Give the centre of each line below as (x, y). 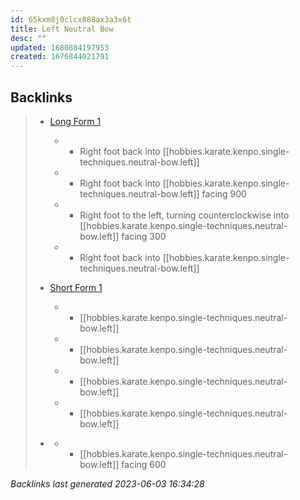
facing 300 (144, 236)
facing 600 (144, 464)
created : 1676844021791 (60, 57)
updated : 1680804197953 (60, 47)
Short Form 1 (76, 287)
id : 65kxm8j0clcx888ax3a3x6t (71, 19)
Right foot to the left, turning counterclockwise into (184, 215)
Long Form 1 (75, 121)
